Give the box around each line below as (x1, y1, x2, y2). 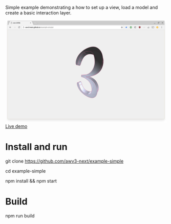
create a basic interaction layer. (5, 10, 72, 16)
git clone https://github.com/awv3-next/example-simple (5, 158, 124, 164)
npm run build (5, 212, 35, 219)
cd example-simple (5, 168, 46, 174)
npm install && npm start (5, 177, 57, 184)
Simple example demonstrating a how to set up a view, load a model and (5, 5, 158, 10)
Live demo (5, 123, 28, 129)
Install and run (5, 141, 68, 153)
